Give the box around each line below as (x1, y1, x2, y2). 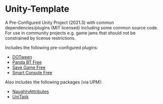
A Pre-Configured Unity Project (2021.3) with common (5, 20, 114, 25)
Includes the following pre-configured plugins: (5, 44, 99, 50)
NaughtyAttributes (12, 88, 49, 94)
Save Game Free (12, 64, 46, 70)
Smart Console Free (12, 69, 53, 75)
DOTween (12, 54, 33, 60)
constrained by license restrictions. (5, 35, 76, 41)
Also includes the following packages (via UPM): (5, 79, 102, 85)
